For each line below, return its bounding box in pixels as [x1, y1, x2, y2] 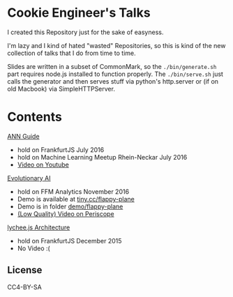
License [7, 264, 43, 276]
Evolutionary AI [7, 174, 51, 182]
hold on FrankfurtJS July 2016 [17, 145, 105, 154]
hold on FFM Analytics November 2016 [17, 187, 130, 196]
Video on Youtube [17, 160, 70, 169]
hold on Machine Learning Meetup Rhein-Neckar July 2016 [17, 153, 188, 161]
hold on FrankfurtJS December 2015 [17, 236, 122, 245]
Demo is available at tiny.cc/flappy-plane [17, 195, 135, 203]
